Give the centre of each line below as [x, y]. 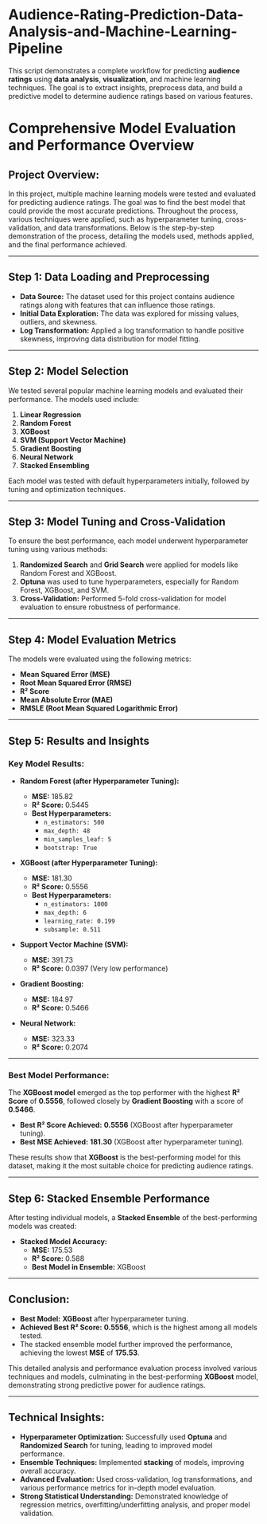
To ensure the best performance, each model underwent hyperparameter [128, 541]
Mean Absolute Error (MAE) [66, 700]
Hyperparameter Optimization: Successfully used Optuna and [123, 1436]
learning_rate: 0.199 [79, 921]
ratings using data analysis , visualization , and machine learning [114, 79]
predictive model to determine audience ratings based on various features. [130, 96]
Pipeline [36, 49]
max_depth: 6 [65, 912]
